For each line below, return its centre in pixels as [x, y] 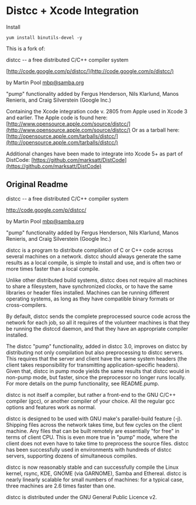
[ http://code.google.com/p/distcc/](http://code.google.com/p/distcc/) [90, 71]
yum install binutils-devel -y [44, 37]
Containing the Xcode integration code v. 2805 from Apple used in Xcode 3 [97, 111]
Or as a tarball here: [155, 130]
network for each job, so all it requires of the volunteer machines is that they [98, 322]
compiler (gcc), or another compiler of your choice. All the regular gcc [91, 401]
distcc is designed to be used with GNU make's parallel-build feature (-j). [94, 418]
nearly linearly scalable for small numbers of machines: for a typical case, [95, 479]
